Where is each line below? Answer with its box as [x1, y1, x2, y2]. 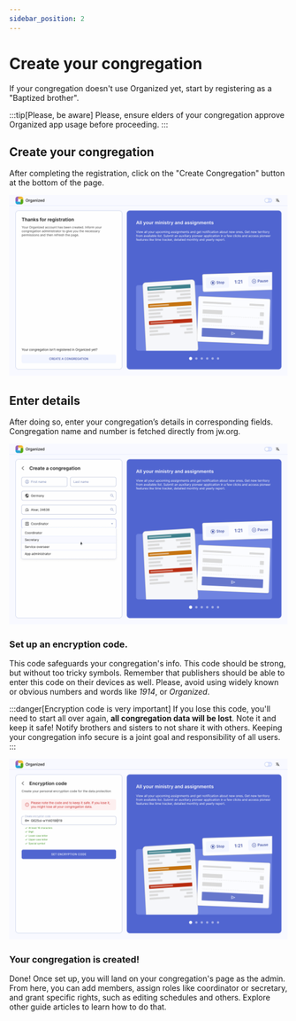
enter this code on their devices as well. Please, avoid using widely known [9, 677, 279, 688]
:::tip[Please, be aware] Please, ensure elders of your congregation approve [9, 109, 285, 120]
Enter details [9, 393, 81, 408]
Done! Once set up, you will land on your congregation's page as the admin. [9, 973, 285, 984]
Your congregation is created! [9, 953, 140, 965]
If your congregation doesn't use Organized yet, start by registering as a [9, 82, 272, 93]
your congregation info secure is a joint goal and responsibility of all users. [9, 732, 281, 743]
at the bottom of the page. [9, 177, 104, 188]
